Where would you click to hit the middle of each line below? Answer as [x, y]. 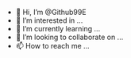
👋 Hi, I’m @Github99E [51, 12]
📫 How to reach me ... [52, 46]
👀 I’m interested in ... [49, 20]
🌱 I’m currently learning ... [58, 29]
